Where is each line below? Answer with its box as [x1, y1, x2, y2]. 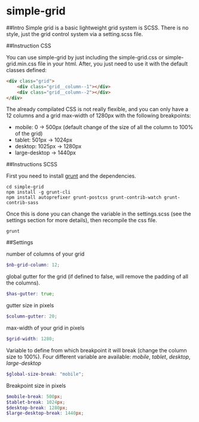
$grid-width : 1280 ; [6, 336, 55, 342]
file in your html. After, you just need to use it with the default [38, 60, 188, 67]
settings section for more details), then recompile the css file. [6, 217, 157, 224]
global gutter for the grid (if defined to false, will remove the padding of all [6, 273, 188, 280]
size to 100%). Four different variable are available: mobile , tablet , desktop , [6, 353, 191, 360]
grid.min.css [6, 60, 37, 67]
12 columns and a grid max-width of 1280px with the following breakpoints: [6, 112, 191, 119]
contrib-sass [6, 200, 39, 206]
